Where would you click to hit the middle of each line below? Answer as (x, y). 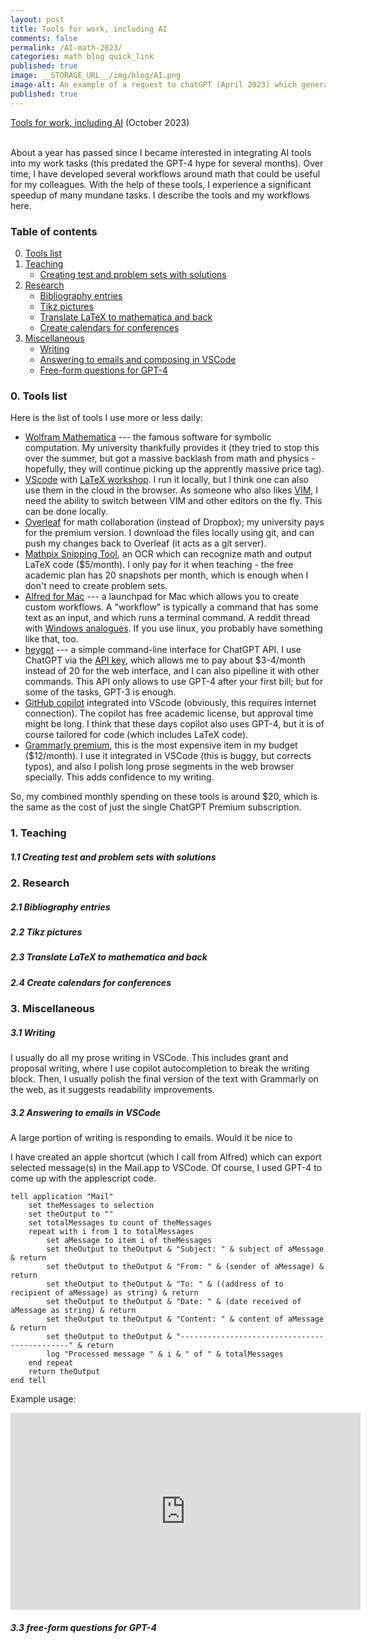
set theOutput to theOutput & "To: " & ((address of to (165, 1284)
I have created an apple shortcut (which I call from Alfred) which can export (166, 1157)
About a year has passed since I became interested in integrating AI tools (161, 152)
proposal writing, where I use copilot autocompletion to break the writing (160, 1068)
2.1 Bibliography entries (60, 907)
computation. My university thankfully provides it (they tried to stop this (172, 448)
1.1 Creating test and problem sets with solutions (113, 857)
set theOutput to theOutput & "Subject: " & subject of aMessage (185, 1249)
